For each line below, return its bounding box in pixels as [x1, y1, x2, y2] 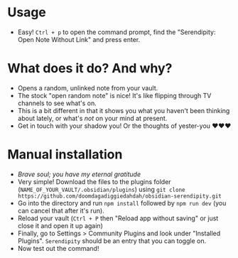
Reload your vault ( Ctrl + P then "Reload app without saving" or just [17, 214, 219, 222]
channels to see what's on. [17, 99, 97, 107]
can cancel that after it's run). [17, 206, 104, 215]
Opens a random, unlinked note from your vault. [17, 83, 158, 92]
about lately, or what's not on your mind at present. [17, 114, 168, 122]
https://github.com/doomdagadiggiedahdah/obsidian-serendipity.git [17, 193, 222, 200]
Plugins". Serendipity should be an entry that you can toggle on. [17, 236, 207, 245]
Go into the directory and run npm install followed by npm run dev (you [17, 198, 227, 207]
